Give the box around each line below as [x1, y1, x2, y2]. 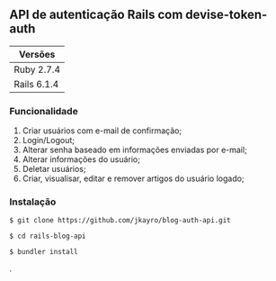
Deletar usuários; [22, 164, 86, 175]
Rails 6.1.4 [13, 77, 59, 90]
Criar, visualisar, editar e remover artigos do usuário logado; [22, 173, 245, 184]
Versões [18, 48, 56, 60]
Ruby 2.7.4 [13, 63, 61, 76]
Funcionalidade [9, 104, 78, 117]
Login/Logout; [22, 135, 75, 146]
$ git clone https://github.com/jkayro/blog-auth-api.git [9, 216, 231, 225]
